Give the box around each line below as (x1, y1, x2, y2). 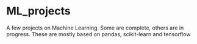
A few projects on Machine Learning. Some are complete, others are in (6, 24, 184, 31)
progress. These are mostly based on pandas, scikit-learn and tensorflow (6, 30, 191, 37)
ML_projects (6, 4, 71, 18)
